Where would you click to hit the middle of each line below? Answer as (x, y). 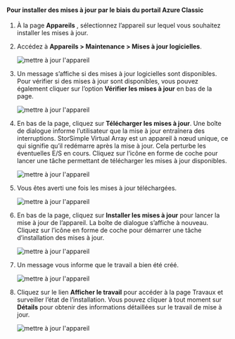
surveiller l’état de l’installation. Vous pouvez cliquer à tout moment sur (119, 300)
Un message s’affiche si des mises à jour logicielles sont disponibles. (117, 74)
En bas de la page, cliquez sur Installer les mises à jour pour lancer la (118, 215)
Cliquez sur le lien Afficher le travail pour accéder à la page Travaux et (120, 293)
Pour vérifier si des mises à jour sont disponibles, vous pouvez (107, 82)
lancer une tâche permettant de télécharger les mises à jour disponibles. (122, 161)
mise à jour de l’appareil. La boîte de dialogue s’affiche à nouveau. (113, 223)
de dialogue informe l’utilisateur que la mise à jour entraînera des (111, 131)
